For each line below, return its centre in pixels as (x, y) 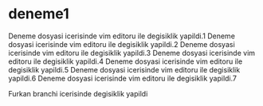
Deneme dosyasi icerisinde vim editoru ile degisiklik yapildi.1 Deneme (122, 36)
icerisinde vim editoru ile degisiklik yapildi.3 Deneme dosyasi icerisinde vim (132, 53)
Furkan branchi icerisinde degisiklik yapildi (78, 93)
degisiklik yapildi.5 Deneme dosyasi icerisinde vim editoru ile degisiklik (124, 69)
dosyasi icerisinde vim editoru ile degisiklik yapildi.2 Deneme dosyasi (122, 44)
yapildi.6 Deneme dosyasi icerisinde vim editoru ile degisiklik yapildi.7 (123, 78)
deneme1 (39, 14)
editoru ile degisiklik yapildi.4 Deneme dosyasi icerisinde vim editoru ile (126, 61)
